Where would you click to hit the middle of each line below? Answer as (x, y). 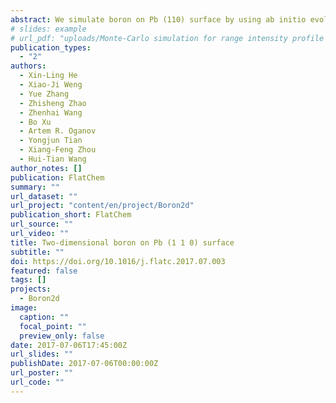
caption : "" (44, 317)
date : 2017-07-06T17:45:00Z (69, 345)
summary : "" (35, 187)
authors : (28, 66)
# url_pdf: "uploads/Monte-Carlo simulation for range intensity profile (167, 38)
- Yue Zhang (44, 94)
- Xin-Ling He (48, 76)
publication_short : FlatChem (71, 215)
